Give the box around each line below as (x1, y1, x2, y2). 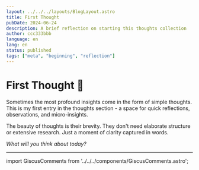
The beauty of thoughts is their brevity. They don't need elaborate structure (6, 122, 191, 130)
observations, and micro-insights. (6, 111, 89, 118)
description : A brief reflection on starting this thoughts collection (6, 25, 187, 32)
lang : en (6, 42, 28, 48)
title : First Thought (6, 14, 60, 20)
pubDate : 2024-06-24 (6, 20, 57, 26)
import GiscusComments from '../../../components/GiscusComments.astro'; (6, 157, 188, 164)
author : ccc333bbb (6, 31, 52, 37)
